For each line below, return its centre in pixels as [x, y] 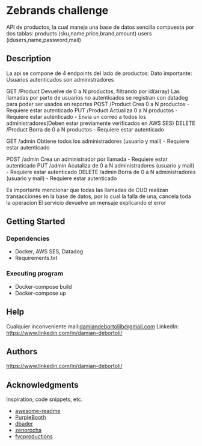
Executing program [35, 274]
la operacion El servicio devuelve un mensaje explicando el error [86, 202]
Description [29, 59]
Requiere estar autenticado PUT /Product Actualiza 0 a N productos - [92, 110]
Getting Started [36, 222]
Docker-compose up [40, 293]
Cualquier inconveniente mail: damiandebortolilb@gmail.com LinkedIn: [93, 326]
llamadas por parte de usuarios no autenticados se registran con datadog [97, 97]
